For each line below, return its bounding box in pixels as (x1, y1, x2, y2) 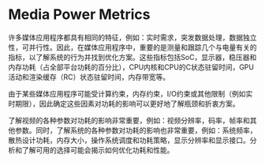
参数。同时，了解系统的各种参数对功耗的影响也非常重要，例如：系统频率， (14, 125, 257, 135)
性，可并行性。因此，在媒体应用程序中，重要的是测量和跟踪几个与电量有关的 (8, 42, 257, 52)
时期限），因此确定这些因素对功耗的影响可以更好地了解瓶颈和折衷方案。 (8, 99, 240, 108)
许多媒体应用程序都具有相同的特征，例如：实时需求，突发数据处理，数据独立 (8, 32, 257, 42)
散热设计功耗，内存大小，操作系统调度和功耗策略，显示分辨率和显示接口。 (8, 135, 250, 145)
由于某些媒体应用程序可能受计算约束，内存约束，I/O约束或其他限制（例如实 (8, 89, 253, 98)
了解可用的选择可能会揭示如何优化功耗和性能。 (21, 145, 174, 155)
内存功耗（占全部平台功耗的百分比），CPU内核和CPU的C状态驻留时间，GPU (8, 62, 255, 72)
